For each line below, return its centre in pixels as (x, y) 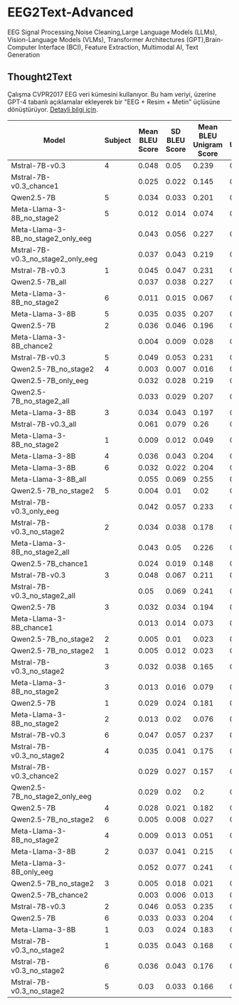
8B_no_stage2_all (40, 552)
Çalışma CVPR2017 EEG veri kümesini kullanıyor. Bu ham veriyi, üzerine (112, 94)
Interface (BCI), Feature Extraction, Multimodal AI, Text (118, 47)
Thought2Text (40, 77)
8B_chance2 (32, 345)
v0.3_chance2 (35, 775)
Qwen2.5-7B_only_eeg (50, 380)
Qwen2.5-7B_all (39, 281)
